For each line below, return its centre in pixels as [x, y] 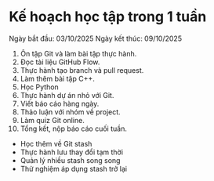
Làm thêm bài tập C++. [57, 78]
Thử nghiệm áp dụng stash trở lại [74, 168]
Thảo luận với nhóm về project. [70, 112]
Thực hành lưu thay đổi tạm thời [72, 152]
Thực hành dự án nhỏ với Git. [67, 95]
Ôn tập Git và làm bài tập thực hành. [78, 53]
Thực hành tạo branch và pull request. [82, 70]
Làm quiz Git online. [52, 120]
